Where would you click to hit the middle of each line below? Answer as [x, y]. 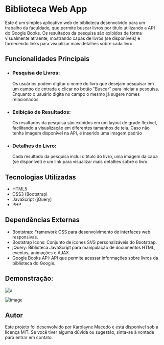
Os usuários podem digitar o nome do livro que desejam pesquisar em [83, 83]
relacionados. [26, 99]
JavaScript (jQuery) [32, 199]
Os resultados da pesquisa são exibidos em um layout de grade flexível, [85, 122]
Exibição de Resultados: [41, 112]
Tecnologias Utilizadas [41, 177]
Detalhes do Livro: [34, 146]
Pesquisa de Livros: [36, 73]
